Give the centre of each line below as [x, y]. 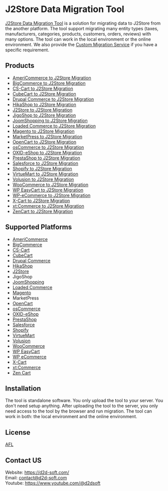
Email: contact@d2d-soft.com [36, 478]
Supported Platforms [39, 227]
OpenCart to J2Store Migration [44, 142]
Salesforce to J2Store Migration [45, 163]
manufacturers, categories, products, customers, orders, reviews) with [78, 34]
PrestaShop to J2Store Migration [46, 158]
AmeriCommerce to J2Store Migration [52, 78]
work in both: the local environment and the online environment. [71, 417]
